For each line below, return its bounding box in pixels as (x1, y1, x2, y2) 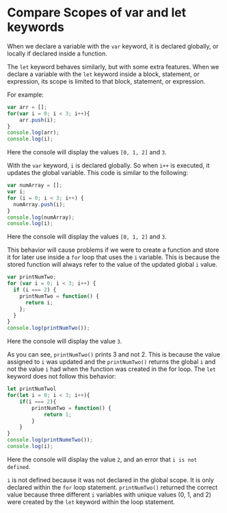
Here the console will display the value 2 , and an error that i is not (7, 455, 198, 464)
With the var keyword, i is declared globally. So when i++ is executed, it (7, 161, 210, 169)
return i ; (25, 299, 53, 306)
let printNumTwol (7, 385, 57, 392)
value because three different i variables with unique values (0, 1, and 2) (7, 490, 212, 499)
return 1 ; (43, 411, 72, 418)
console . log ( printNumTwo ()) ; (7, 324, 90, 332)
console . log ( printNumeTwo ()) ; (7, 437, 94, 444)
